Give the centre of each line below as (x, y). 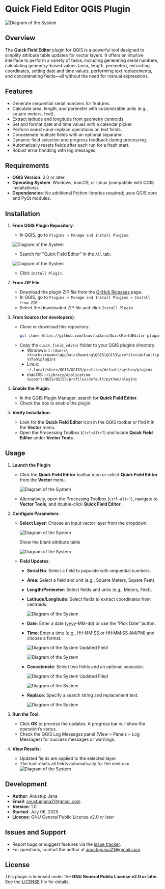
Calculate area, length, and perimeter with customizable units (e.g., (80, 108)
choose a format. (44, 638)
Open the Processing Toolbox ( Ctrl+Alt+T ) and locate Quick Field (86, 432)
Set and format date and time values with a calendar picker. (72, 124)
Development (26, 784)
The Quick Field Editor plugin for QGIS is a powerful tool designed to (75, 50)
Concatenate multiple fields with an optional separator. (68, 135)
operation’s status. (38, 729)
